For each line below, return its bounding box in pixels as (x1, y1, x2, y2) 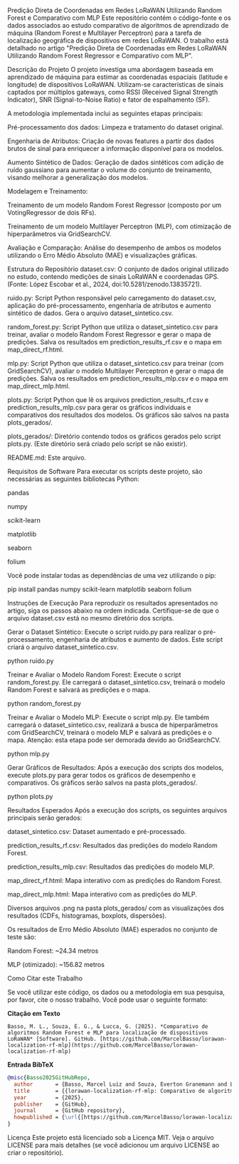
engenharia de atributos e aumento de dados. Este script (56, 635, 223, 643)
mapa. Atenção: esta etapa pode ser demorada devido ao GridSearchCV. (7, 736, 221, 744)
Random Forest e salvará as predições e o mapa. (7, 686, 151, 694)
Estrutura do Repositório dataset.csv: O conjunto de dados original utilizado (7, 265, 229, 273)
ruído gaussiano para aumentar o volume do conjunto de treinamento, (7, 166, 212, 174)
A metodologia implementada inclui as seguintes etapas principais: (7, 110, 203, 117)
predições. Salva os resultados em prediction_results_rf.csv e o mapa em (7, 338, 222, 346)
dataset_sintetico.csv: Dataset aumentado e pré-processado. (7, 827, 186, 835)
